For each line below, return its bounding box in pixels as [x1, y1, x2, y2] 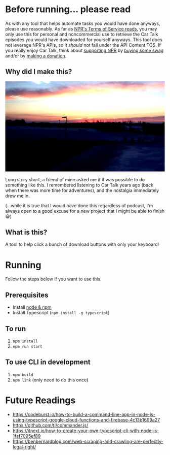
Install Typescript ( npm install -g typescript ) [12, 310, 110, 316]
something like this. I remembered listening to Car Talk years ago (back [5, 182, 153, 188]
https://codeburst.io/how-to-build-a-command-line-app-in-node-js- [12, 411, 156, 417]
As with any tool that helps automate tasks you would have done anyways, [5, 20, 160, 26]
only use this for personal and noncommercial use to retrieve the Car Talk [5, 31, 158, 37]
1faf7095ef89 [12, 433, 41, 439]
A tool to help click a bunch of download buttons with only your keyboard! [5, 241, 159, 247]
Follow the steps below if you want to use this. [5, 276, 102, 282]
